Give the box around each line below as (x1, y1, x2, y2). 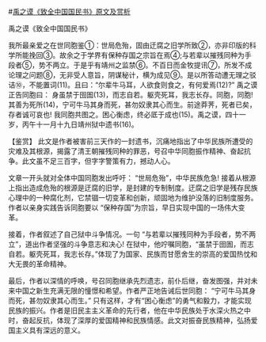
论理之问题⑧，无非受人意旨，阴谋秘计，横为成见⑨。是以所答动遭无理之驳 (8, 70, 256, 79)
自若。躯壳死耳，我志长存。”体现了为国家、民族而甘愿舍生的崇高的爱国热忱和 (8, 249, 258, 259)
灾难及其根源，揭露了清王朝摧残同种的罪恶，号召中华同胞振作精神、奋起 (8, 146, 244, 156)
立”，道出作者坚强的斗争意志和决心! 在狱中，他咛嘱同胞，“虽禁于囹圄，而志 (8, 240, 255, 249)
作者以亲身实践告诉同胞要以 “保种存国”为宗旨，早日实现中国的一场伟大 (8, 203, 239, 212)
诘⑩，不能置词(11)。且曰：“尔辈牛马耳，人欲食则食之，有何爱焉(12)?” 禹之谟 (8, 80, 258, 89)
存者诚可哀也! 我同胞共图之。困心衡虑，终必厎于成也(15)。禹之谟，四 (8, 110, 233, 119)
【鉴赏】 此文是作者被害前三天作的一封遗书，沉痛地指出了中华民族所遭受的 (8, 137, 253, 146)
